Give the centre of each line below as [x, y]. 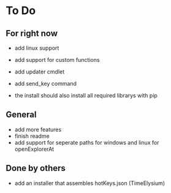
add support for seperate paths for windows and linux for [87, 142]
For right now [32, 33]
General [21, 115]
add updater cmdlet [40, 72]
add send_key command [46, 84]
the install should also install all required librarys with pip [86, 95]
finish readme [32, 136]
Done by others [36, 168]
